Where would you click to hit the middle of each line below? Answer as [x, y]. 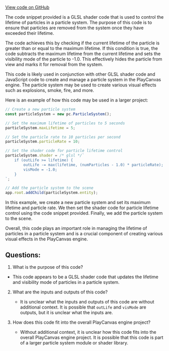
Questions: [23, 255]
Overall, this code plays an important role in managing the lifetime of [76, 228]
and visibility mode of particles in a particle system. [66, 282]
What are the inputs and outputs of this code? [60, 292]
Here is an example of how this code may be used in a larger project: [77, 100]
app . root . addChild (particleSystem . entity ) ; [52, 193]
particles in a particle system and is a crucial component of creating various [84, 234]
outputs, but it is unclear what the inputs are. [67, 312]
